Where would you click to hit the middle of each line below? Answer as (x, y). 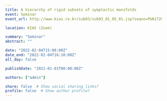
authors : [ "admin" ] (25, 77)
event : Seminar (21, 14)
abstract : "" (19, 42)
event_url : (16, 19)
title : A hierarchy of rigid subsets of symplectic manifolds (71, 10)
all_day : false (21, 59)
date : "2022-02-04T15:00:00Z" (37, 50)
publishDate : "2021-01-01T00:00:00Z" (44, 68)
